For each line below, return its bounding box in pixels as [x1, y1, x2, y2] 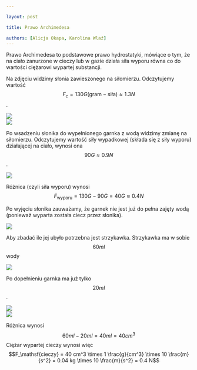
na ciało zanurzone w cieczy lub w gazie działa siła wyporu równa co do [6, 57, 181, 65]
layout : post [6, 14, 38, 19]
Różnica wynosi [6, 322, 45, 329]
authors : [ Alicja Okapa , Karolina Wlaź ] [6, 35, 107, 41]
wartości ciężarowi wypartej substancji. [6, 64, 102, 71]
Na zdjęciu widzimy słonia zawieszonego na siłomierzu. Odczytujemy [6, 75, 175, 83]
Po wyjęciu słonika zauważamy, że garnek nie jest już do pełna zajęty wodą [6, 205, 189, 212]
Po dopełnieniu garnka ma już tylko [6, 275, 92, 282]
